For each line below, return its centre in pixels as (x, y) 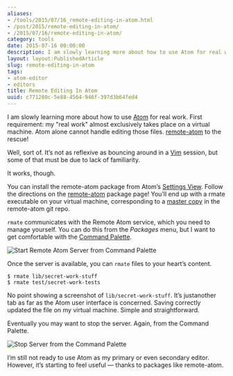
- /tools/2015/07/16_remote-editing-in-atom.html (80, 20)
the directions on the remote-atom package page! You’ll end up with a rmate (116, 194)
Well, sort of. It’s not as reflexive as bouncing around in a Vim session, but (113, 152)
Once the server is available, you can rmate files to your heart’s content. (110, 263)
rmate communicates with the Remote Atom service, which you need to (109, 222)
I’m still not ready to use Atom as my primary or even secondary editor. (108, 358)
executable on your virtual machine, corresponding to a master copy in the (114, 201)
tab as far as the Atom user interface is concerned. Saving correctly (104, 303)
